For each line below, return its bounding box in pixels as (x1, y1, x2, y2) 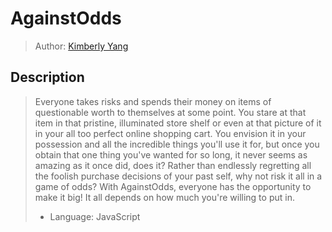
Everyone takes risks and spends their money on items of (34, 95, 272, 107)
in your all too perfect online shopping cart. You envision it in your (34, 127, 307, 139)
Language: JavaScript (49, 210, 141, 222)
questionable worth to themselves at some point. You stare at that (34, 106, 307, 118)
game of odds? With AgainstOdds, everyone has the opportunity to (34, 180, 312, 192)
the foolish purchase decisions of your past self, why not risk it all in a (34, 170, 323, 182)
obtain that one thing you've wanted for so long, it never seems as (34, 148, 308, 161)
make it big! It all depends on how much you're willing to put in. (34, 191, 295, 203)
